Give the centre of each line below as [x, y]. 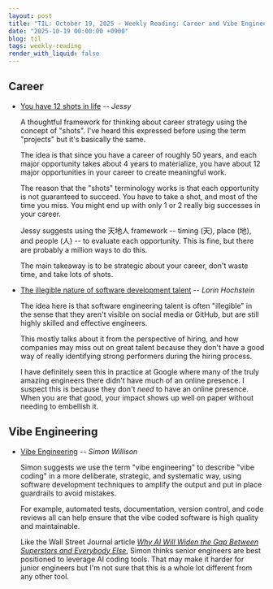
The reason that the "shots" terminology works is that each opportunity [140, 188]
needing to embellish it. [59, 406]
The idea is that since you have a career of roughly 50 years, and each [139, 154]
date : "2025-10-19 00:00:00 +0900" [69, 31]
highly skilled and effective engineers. [84, 323]
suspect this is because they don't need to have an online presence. [134, 389]
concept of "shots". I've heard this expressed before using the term [133, 130]
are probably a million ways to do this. [84, 249]
